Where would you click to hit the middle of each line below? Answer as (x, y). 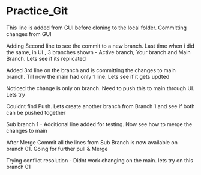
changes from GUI (29, 34)
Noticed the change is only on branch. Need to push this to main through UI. (100, 88)
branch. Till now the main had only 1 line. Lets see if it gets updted (88, 76)
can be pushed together (36, 112)
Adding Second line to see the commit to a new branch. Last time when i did (100, 46)
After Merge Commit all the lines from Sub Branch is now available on (92, 142)
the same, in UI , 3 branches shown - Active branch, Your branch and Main (98, 52)
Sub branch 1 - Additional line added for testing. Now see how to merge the (99, 124)
